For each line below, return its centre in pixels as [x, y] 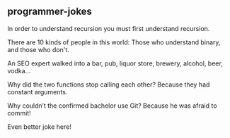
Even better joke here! [40, 127]
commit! [19, 113]
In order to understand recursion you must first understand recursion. [109, 28]
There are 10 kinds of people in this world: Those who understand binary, [114, 42]
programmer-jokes [50, 12]
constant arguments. [38, 92]
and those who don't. [38, 49]
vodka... [19, 70]
